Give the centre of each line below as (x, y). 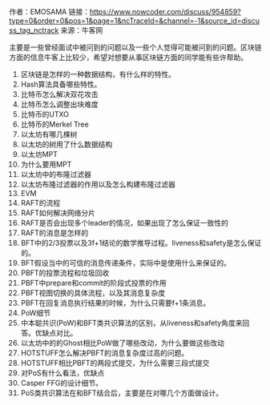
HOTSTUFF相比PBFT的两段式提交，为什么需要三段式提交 (115, 363)
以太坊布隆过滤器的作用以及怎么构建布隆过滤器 (98, 184)
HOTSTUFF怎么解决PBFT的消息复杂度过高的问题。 (105, 353)
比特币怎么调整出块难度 (59, 104)
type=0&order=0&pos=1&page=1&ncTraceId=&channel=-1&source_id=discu (134, 21)
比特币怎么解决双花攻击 (59, 94)
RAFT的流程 (40, 203)
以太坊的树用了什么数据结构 (66, 144)
